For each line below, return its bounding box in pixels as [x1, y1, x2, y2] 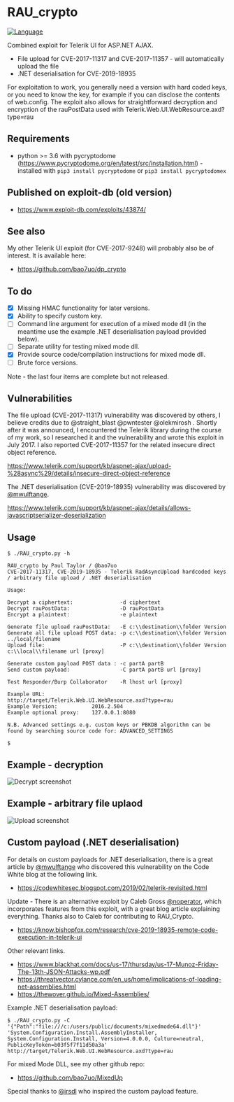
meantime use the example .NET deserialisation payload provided [17, 327, 207, 336]
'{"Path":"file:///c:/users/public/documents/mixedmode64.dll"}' [7, 1023, 201, 1030]
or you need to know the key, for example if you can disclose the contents [7, 90, 220, 99]
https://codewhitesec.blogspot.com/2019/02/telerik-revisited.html [17, 883, 207, 892]
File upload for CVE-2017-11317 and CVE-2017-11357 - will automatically [17, 54, 225, 63]
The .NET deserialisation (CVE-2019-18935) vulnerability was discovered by [7, 483, 226, 491]
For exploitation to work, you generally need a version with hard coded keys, [7, 83, 228, 91]
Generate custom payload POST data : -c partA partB [7, 661, 164, 667]
